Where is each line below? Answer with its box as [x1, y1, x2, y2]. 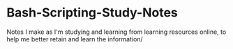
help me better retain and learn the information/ [6, 35, 144, 43]
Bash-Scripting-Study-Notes [6, 5, 179, 21]
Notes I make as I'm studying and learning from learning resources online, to [6, 28, 227, 36]
